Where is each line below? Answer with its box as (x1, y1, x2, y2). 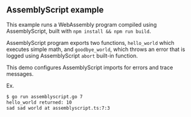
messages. (6, 70, 34, 78)
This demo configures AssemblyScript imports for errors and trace (6, 64, 173, 71)
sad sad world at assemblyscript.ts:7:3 (6, 105, 111, 111)
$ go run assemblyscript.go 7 (6, 93, 83, 99)
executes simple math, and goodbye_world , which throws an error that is (6, 45, 186, 53)
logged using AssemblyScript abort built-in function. (6, 52, 138, 59)
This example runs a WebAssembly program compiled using (6, 21, 157, 28)
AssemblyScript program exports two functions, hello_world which (6, 39, 175, 46)
